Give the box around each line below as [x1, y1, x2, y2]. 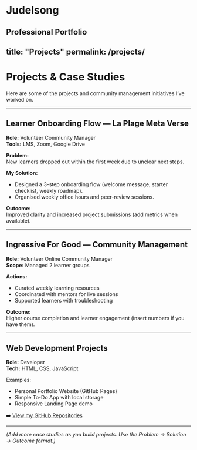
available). [6, 217, 31, 224]
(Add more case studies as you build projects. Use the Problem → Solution [6, 431, 186, 438]
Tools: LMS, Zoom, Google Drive [6, 140, 85, 147]
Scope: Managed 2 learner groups [6, 261, 90, 268]
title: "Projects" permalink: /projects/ [6, 46, 145, 56]
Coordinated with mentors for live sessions [14, 290, 118, 297]
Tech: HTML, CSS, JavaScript [6, 365, 79, 372]
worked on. [6, 96, 33, 103]
